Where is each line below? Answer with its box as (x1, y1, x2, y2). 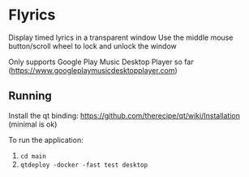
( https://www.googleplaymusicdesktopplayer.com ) (8, 65, 178, 75)
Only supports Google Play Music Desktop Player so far (8, 57, 194, 67)
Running (8, 89, 53, 103)
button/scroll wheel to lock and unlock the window (8, 41, 177, 50)
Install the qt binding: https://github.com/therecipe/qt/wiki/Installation (8, 110, 241, 120)
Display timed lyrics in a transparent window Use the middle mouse (8, 32, 234, 42)
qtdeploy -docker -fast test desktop (19, 161, 148, 169)
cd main (19, 152, 46, 160)
